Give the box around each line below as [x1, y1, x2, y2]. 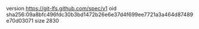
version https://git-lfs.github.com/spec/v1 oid [6, 5, 117, 12]
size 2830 [34, 17, 59, 24]
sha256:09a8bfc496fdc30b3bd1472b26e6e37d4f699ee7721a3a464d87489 [6, 11, 194, 18]
